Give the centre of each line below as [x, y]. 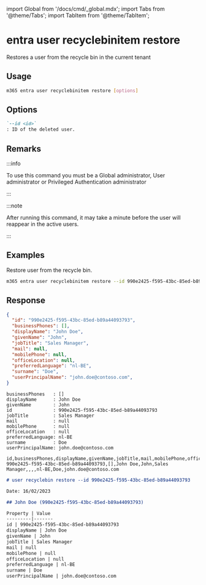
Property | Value [29, 513]
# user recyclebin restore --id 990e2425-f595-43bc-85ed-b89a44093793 [98, 480]
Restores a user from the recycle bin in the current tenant [79, 57]
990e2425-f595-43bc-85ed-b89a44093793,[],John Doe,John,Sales [87, 464]
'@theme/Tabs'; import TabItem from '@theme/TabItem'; [78, 15]
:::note [14, 206]
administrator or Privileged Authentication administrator [77, 182]
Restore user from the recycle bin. [49, 270]
